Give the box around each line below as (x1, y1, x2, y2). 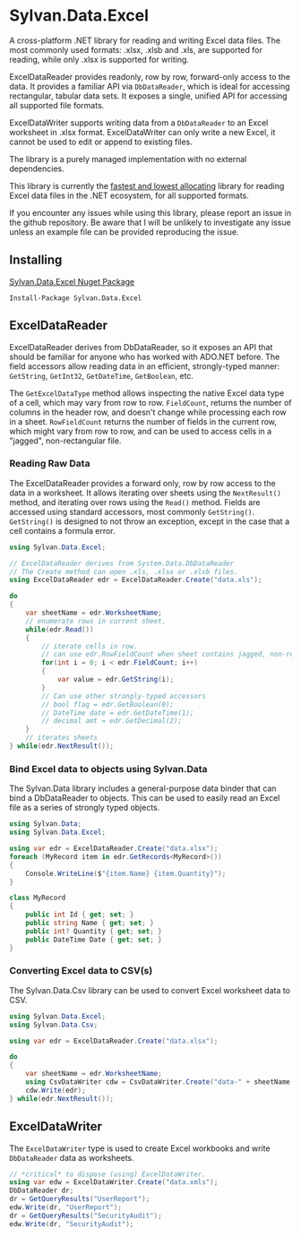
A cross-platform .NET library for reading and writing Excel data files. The (9, 35, 280, 46)
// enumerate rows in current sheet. (25, 616, 167, 625)
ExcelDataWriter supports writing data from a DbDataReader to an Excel (9, 117, 269, 128)
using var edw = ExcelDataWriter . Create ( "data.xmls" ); (9, 1178, 219, 1187)
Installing (9, 253, 63, 268)
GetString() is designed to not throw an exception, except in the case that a (9, 516, 289, 527)
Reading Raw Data (9, 458, 90, 470)
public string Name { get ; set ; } (25, 919, 154, 928)
